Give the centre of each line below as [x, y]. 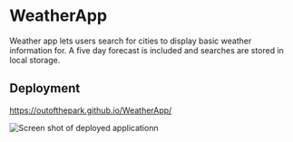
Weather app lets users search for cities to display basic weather [131, 41]
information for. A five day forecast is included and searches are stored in [146, 50]
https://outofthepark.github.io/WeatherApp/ [91, 110]
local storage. [35, 60]
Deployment [45, 88]
